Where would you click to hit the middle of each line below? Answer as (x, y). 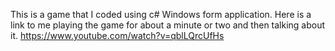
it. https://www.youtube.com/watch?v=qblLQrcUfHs (117, 35)
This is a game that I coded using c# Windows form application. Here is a (161, 14)
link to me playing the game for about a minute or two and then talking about (168, 25)
